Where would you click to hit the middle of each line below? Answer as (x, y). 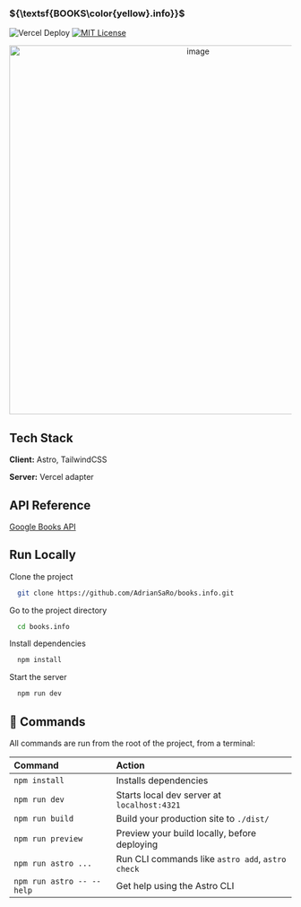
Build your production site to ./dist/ (193, 819)
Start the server (38, 677)
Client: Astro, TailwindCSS (58, 459)
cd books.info (43, 626)
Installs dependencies (162, 781)
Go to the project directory (58, 610)
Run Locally (43, 555)
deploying (137, 844)
